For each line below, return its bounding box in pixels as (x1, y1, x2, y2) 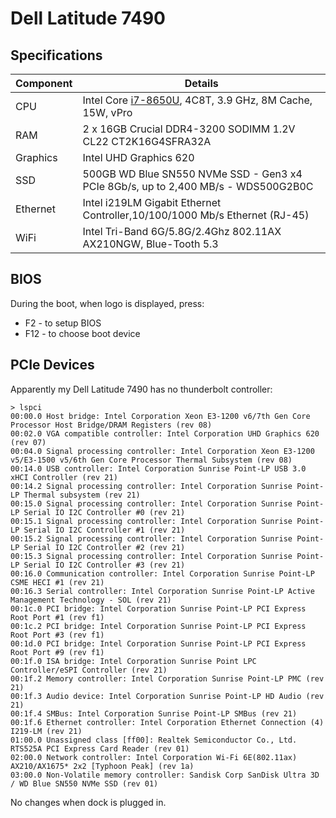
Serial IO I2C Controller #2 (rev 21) (23, 542, 186, 552)
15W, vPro (82, 106, 133, 119)
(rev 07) (10, 437, 47, 447)
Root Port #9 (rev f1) (10, 647, 105, 657)
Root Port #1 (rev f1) (10, 612, 105, 622)
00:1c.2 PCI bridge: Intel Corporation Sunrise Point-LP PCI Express (10, 621, 307, 631)
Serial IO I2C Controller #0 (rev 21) (23, 507, 186, 517)
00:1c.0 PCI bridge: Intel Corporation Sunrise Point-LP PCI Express (10, 603, 307, 614)
